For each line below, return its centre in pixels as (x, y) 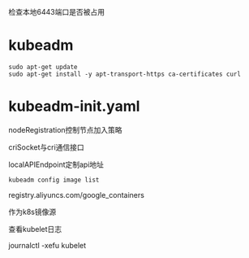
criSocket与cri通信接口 (47, 147)
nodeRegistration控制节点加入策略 (66, 129)
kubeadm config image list (54, 180)
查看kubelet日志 (35, 229)
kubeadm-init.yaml (74, 106)
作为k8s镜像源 (32, 212)
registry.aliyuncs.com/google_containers (76, 195)
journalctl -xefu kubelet (47, 245)
